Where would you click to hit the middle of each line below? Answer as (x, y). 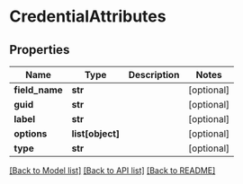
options (31, 134)
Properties (40, 50)
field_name (38, 90)
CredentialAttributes (88, 17)
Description (154, 75)
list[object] (95, 134)
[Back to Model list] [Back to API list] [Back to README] (112, 171)
